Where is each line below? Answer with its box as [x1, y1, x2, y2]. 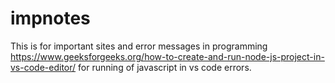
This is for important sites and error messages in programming [10, 40, 268, 52]
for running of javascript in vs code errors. [78, 61, 252, 73]
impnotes [10, 7, 91, 30]
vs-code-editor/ [10, 61, 77, 73]
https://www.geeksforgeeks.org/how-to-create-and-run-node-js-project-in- [10, 50, 325, 62]
